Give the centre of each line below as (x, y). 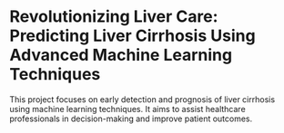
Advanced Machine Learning (121, 55)
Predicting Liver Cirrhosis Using (133, 36)
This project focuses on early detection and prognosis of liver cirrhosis (142, 99)
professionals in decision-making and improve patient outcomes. (131, 119)
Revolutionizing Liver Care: (114, 17)
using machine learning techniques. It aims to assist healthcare (127, 109)
